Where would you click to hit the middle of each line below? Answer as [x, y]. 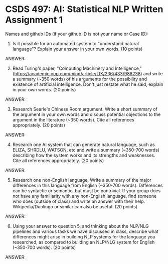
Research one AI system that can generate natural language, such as [83, 145]
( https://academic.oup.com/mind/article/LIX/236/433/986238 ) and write [88, 73]
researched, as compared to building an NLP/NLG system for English [83, 242]
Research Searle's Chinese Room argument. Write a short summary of [85, 109]
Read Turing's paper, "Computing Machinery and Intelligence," [77, 68]
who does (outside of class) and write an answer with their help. [79, 201]
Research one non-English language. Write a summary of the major [82, 180]
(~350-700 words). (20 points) [44, 247]
